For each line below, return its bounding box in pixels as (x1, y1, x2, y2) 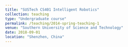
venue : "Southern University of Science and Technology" (5, 25, 124, 30)
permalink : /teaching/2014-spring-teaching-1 (5, 21, 99, 26)
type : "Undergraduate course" (5, 16, 67, 21)
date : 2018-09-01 (5, 30, 41, 35)
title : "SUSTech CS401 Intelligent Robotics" (5, 7, 99, 12)
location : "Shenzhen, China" (5, 35, 64, 40)
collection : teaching (5, 12, 49, 17)
